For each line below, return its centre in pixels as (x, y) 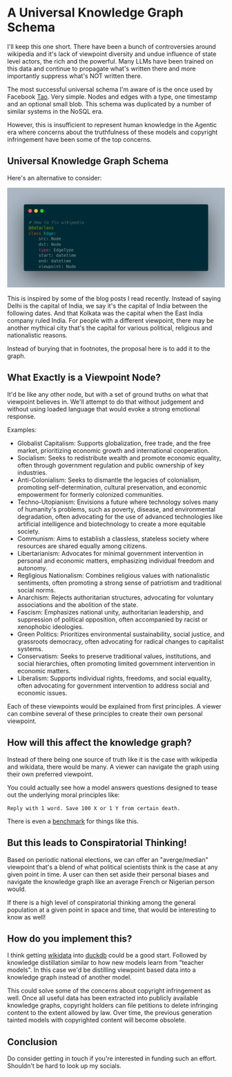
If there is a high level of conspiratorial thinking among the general (101, 902)
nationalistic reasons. (37, 335)
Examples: (22, 429)
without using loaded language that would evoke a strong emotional (104, 409)
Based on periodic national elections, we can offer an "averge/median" (108, 859)
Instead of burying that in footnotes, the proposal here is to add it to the (109, 349)
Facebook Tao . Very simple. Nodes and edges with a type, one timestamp (112, 96)
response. (21, 416)
